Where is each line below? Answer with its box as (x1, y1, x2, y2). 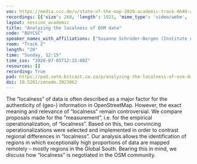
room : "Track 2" (6, 42, 46, 47)
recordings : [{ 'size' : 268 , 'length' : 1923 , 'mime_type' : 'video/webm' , (6, 14, 188, 20)
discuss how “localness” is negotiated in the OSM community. (6, 152, 156, 158)
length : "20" (6, 47, 38, 53)
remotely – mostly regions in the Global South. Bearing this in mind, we (6, 145, 177, 152)
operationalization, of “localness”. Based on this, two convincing (6, 121, 161, 127)
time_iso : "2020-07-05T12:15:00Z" (6, 57, 91, 63)
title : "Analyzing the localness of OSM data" (6, 25, 122, 31)
